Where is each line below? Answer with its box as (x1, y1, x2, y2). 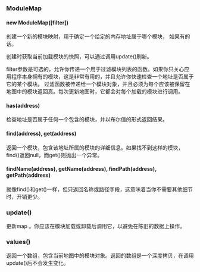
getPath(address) (6, 171, 51, 179)
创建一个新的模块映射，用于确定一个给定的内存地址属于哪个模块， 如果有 (6, 33, 185, 40)
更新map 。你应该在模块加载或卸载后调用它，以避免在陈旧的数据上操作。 (6, 223, 186, 230)
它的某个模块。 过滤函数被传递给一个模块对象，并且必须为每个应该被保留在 (6, 80, 190, 87)
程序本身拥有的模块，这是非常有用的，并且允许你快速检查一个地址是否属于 (11, 73, 194, 80)
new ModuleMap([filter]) (6, 19, 69, 26)
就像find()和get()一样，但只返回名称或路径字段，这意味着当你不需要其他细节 (6, 186, 193, 193)
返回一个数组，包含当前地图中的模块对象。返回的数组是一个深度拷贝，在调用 (6, 252, 194, 260)
